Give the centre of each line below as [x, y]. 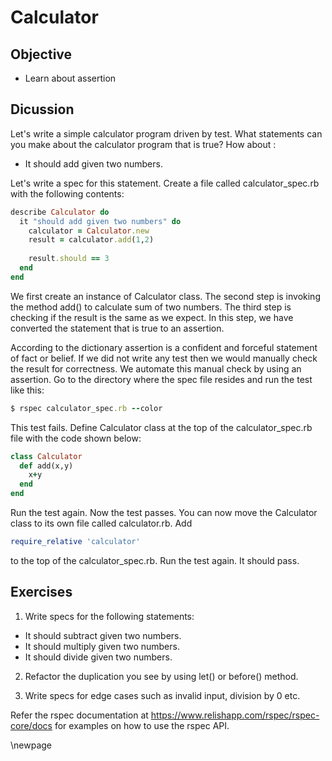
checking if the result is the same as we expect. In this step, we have [152, 317]
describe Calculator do [60, 212]
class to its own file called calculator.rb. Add [101, 523]
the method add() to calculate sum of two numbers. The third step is [151, 307]
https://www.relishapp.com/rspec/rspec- [235, 715]
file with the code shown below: [76, 438]
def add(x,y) [46, 466]
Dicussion [42, 109]
